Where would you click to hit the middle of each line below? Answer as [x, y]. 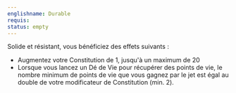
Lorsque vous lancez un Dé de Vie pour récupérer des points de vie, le [120, 68]
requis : [19, 20]
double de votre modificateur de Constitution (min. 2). [95, 83]
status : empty [28, 27]
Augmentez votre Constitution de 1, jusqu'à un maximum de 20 [109, 60]
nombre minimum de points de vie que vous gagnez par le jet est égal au [123, 75]
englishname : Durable [39, 14]
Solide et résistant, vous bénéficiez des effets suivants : [88, 47]
